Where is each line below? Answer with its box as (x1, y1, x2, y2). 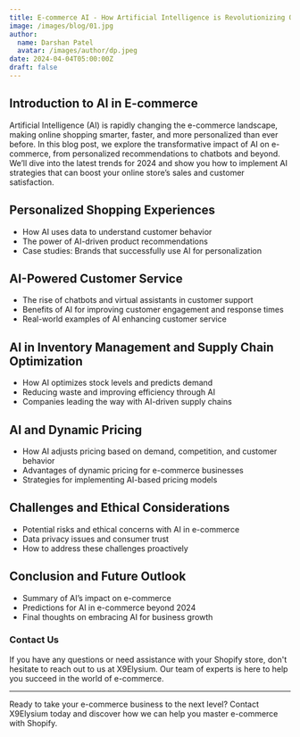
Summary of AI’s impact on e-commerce (21, 592, 171, 603)
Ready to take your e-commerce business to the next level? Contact (9, 699, 260, 709)
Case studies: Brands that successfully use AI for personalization (21, 245, 262, 255)
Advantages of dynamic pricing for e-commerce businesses (21, 465, 244, 475)
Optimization (9, 354, 83, 369)
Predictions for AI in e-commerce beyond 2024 (21, 602, 196, 613)
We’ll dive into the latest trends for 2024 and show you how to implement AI (9, 157, 288, 168)
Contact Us (9, 633, 60, 646)
